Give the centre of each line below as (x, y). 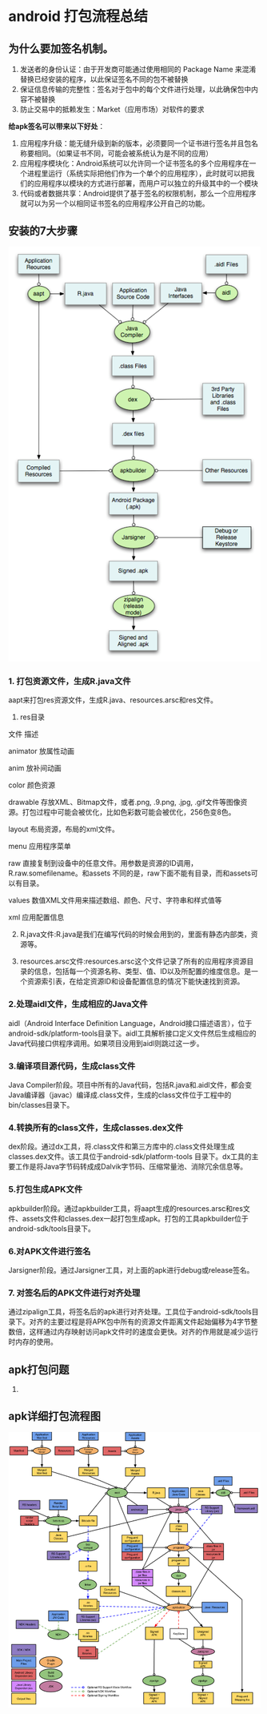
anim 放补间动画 (35, 768)
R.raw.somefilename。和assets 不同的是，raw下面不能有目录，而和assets (130, 873)
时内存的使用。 (33, 1342)
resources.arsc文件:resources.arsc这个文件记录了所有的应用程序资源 (133, 961)
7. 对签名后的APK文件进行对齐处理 (74, 1293)
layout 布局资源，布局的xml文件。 (64, 829)
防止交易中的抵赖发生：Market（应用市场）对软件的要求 (112, 109)
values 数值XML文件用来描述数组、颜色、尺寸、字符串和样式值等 (115, 900)
